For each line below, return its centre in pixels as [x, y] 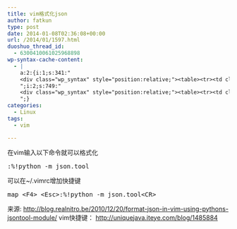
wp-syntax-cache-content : [45, 60]
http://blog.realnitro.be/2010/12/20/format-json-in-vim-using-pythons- [126, 209]
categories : [25, 106]
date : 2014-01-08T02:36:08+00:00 [56, 33]
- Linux [25, 112]
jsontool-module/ [32, 217]
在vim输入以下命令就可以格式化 [53, 152]
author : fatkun [30, 20]
